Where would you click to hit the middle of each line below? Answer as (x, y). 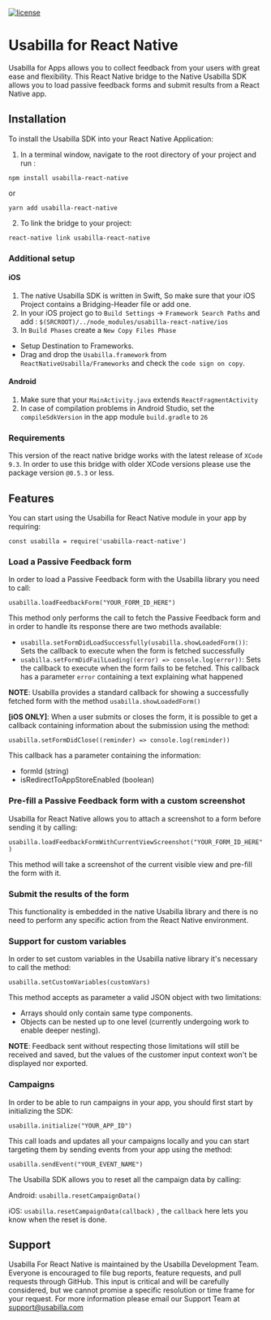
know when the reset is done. (58, 1219)
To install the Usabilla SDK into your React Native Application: (111, 139)
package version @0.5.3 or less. (62, 473)
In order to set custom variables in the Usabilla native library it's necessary (133, 959)
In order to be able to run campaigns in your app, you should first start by (131, 1102)
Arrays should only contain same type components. (106, 1013)
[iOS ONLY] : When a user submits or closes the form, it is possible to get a (133, 717)
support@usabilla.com (46, 1308)
